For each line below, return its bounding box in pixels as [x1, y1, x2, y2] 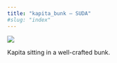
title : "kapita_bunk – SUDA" [7, 10, 91, 17]
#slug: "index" [7, 16, 51, 23]
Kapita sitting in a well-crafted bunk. [7, 48, 111, 56]
